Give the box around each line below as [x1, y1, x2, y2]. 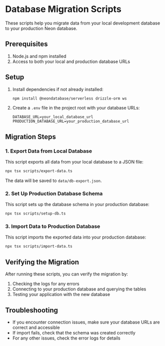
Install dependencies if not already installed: [12, 86, 103, 92]
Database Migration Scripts [5, 3, 121, 15]
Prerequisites [5, 40, 48, 48]
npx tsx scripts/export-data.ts [5, 168, 72, 173]
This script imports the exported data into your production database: [5, 234, 146, 240]
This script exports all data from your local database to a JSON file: [5, 159, 143, 165]
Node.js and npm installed [12, 53, 66, 59]
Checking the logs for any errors [12, 281, 79, 287]
